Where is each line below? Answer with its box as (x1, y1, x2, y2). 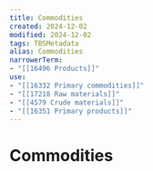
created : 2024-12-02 (9, 22, 88, 31)
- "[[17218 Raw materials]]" (9, 89, 120, 98)
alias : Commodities (9, 47, 84, 56)
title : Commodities (9, 13, 84, 23)
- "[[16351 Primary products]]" (9, 106, 132, 116)
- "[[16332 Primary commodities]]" (9, 81, 145, 90)
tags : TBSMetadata (9, 38, 79, 48)
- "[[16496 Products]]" (9, 65, 100, 74)
